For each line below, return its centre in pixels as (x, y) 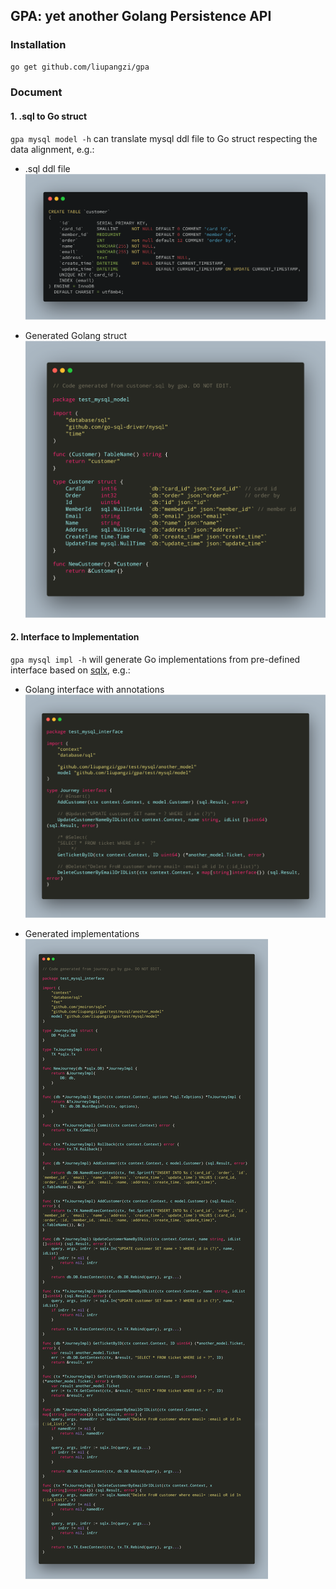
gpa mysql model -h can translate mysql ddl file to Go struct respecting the (164, 138)
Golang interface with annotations (94, 690)
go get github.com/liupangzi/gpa (80, 67)
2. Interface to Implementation (75, 637)
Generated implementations (82, 933)
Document (36, 92)
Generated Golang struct (76, 335)
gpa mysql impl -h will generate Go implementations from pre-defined (155, 660)
